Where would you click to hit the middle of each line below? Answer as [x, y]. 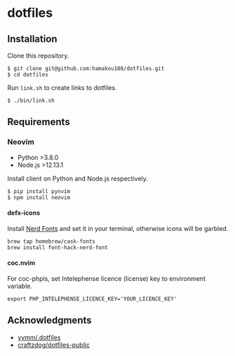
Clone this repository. [38, 55]
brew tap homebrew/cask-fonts [52, 241]
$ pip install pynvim [39, 191]
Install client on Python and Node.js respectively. [78, 178]
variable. [20, 286]
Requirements [39, 122]
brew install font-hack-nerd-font [58, 247]
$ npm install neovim [39, 197]
